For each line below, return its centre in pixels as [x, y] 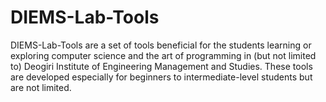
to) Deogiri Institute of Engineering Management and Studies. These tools [161, 66]
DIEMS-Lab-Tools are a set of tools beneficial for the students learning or [161, 45]
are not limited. [41, 87]
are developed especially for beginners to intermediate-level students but [161, 77]
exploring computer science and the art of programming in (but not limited [163, 55]
